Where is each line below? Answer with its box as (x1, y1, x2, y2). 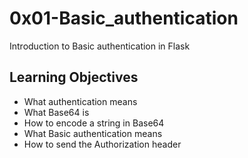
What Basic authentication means (23, 127, 163, 139)
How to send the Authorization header (23, 138, 182, 150)
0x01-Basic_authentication (9, 7, 239, 30)
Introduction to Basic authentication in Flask (9, 40, 191, 52)
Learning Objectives (9, 69, 139, 86)
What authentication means (23, 95, 138, 107)
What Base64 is (23, 106, 90, 118)
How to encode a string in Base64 (23, 117, 165, 129)
